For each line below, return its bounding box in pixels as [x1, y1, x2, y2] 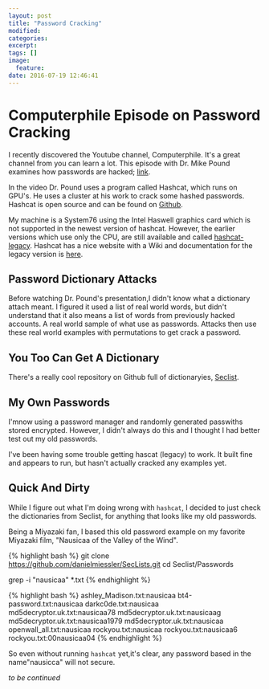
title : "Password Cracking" [8, 19, 103, 27]
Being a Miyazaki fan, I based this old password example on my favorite [8, 527, 246, 536]
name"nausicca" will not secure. [8, 657, 116, 667]
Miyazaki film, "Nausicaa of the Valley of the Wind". [8, 535, 178, 544]
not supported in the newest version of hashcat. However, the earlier [8, 223, 235, 233]
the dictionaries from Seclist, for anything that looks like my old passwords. [8, 511, 257, 520]
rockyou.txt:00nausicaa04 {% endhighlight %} [8, 633, 163, 642]
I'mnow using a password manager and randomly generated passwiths [8, 417, 243, 426]
